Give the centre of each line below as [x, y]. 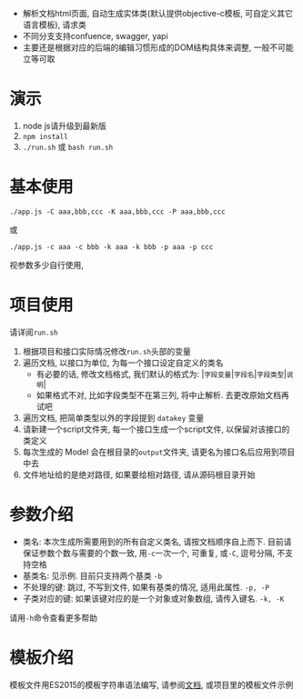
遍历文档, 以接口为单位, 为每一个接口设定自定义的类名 [123, 363]
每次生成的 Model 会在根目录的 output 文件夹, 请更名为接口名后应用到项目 [159, 452]
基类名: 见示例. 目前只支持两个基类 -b [92, 575]
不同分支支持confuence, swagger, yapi [95, 36]
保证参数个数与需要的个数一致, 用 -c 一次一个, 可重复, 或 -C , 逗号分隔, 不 [154, 553]
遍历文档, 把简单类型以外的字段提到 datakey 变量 [113, 417]
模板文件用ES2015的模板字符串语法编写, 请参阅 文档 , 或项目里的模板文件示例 [151, 684]
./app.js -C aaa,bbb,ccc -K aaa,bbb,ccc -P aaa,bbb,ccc [117, 212]
